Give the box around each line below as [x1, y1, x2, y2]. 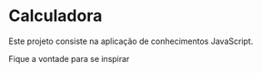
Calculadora [8, 5, 103, 26]
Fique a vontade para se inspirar [8, 53, 130, 64]
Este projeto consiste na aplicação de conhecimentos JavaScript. [8, 36, 254, 47]
